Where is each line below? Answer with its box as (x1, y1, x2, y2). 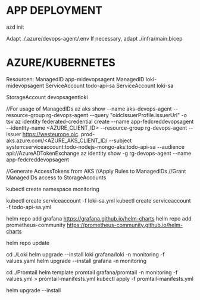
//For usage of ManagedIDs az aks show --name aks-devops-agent (6, 105, 172, 112)
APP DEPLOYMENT (6, 4, 103, 17)
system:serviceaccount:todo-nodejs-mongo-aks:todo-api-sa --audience (6, 143, 185, 150)
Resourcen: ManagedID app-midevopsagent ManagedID (6, 75, 145, 82)
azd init (6, 23, 24, 30)
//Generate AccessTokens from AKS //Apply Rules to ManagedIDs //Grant (6, 167, 186, 175)
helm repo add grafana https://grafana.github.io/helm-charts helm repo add (6, 215, 192, 222)
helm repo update (6, 239, 50, 246)
